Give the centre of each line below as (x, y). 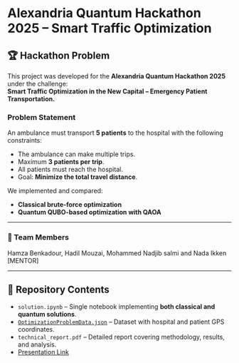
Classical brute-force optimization (70, 205)
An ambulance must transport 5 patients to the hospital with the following (116, 133)
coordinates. (36, 329)
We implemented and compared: (55, 191)
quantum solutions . (47, 315)
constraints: (25, 140)
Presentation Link (43, 352)
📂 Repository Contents (59, 289)
